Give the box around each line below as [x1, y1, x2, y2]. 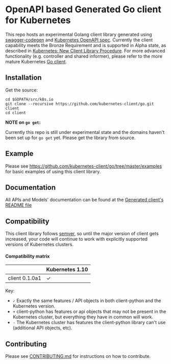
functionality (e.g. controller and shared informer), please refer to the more [5, 53, 162, 59]
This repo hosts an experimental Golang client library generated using [5, 31, 152, 37]
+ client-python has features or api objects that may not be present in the [12, 308, 166, 315]
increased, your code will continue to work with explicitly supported [5, 236, 148, 242]
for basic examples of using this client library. [5, 168, 101, 174]
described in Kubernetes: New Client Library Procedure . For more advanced [5, 48, 165, 54]
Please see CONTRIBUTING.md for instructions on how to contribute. [5, 353, 151, 359]
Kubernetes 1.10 [46, 266, 88, 273]
